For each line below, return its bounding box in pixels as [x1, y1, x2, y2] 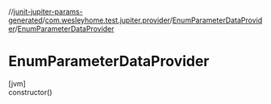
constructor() [8, 87, 52, 97]
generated [8, 15, 43, 25]
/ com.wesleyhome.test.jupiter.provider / [42, 15, 173, 25]
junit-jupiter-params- [13, 7, 83, 16]
